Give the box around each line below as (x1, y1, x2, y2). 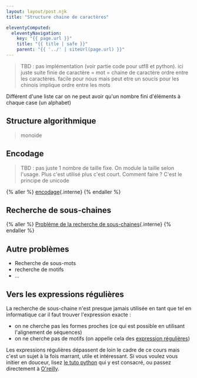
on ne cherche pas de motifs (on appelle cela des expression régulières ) (14, 334, 190, 342)
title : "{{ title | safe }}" (16, 41, 88, 47)
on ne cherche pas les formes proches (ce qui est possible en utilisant (14, 322, 185, 329)
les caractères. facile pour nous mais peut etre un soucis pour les (20, 75, 179, 82)
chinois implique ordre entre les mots (20, 81, 111, 88)
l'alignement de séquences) (14, 329, 82, 336)
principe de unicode (20, 177, 69, 184)
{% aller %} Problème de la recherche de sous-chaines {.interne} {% (6, 221, 172, 228)
